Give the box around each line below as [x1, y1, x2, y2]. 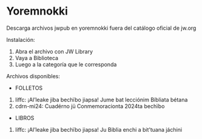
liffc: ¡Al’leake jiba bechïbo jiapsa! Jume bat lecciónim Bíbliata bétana [15, 96, 188, 103]
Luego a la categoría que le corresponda [15, 61, 117, 68]
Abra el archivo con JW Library [15, 47, 93, 55]
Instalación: [6, 36, 35, 43]
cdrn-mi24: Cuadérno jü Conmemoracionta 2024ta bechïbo [15, 102, 165, 110]
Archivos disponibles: [6, 72, 61, 80]
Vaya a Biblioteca [15, 54, 59, 61]
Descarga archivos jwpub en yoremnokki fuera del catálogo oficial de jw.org [6, 24, 197, 32]
